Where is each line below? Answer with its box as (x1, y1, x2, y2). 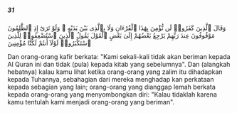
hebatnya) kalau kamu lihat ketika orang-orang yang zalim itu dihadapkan (7, 68, 223, 76)
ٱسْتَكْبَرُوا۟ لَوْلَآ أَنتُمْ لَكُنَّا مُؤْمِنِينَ (7, 38, 92, 47)
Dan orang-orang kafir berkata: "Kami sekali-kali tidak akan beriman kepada (7, 52, 231, 60)
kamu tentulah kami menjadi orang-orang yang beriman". (7, 97, 175, 106)
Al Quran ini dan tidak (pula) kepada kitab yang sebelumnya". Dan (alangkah (7, 60, 231, 68)
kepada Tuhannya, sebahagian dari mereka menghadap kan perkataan (7, 75, 214, 83)
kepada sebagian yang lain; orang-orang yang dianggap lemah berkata (7, 82, 216, 91)
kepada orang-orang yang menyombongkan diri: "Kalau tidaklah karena (7, 90, 217, 99)
